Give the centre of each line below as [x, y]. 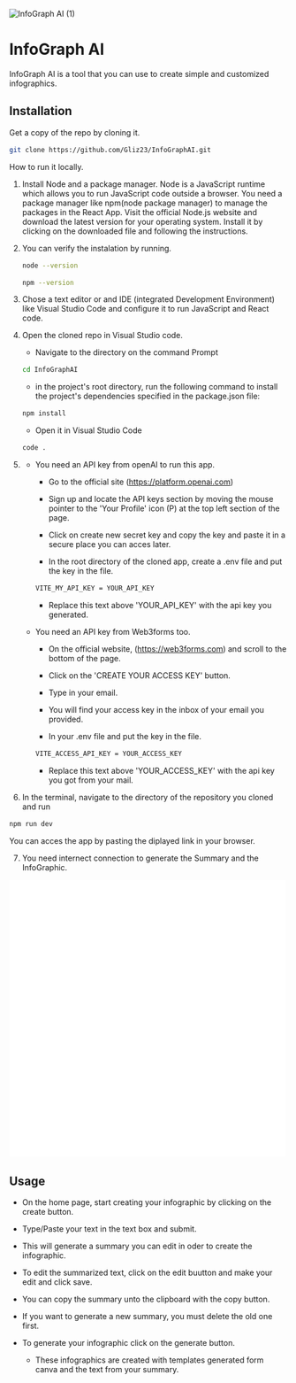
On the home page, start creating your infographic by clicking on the [147, 1202]
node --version [50, 266]
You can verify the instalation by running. [97, 248]
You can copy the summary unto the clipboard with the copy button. [146, 1299]
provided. [66, 719]
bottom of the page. [84, 658]
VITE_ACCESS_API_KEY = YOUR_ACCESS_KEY [109, 753]
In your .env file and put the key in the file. [125, 736]
